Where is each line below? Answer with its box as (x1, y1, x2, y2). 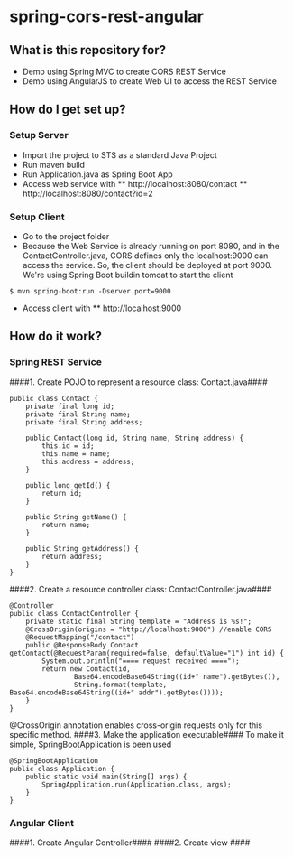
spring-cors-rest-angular (9, 6, 205, 27)
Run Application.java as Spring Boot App (22, 169, 173, 180)
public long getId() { (25, 480, 111, 489)
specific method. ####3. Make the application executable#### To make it (9, 729, 284, 740)
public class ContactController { (9, 609, 140, 618)
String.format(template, (73, 680, 168, 689)
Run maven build (22, 159, 86, 170)
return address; (41, 552, 103, 561)
